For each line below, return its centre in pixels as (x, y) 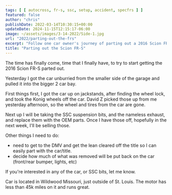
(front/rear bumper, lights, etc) (45, 162)
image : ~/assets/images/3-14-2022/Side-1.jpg (55, 34)
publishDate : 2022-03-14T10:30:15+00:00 (49, 24)
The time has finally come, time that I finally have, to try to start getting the (84, 63)
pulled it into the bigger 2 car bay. (41, 84)
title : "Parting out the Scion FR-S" (46, 48)
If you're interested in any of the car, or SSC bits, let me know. (71, 171)
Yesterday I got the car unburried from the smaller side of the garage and (82, 78)
